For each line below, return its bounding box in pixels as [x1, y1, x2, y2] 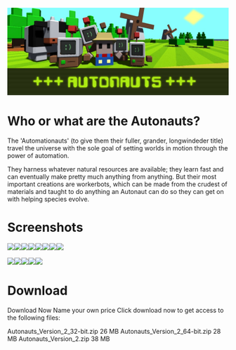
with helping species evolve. [7, 195, 90, 203]
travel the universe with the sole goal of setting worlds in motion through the [7, 143, 228, 152]
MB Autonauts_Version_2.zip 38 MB [7, 335, 110, 343]
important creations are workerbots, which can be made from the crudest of [7, 180, 228, 188]
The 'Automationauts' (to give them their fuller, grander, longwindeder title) [7, 136, 223, 145]
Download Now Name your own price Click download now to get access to [7, 306, 224, 314]
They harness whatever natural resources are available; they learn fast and [7, 164, 224, 173]
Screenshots [7, 219, 84, 235]
